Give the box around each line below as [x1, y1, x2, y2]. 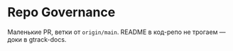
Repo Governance [7, 4, 116, 21]
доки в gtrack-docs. [7, 35, 67, 43]
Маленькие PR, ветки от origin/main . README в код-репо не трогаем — [7, 28, 226, 36]
